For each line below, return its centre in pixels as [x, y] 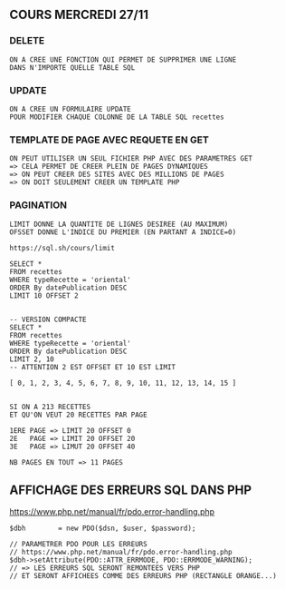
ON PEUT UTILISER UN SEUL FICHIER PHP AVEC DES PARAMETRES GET [131, 159]
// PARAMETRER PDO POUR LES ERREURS [78, 545]
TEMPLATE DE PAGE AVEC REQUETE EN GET [109, 140]
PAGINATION [38, 205]
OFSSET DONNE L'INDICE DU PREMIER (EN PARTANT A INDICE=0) [123, 232]
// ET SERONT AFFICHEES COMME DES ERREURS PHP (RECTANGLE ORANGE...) [143, 576]
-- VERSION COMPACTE [48, 319]
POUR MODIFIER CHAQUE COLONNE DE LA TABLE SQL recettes [117, 117]
